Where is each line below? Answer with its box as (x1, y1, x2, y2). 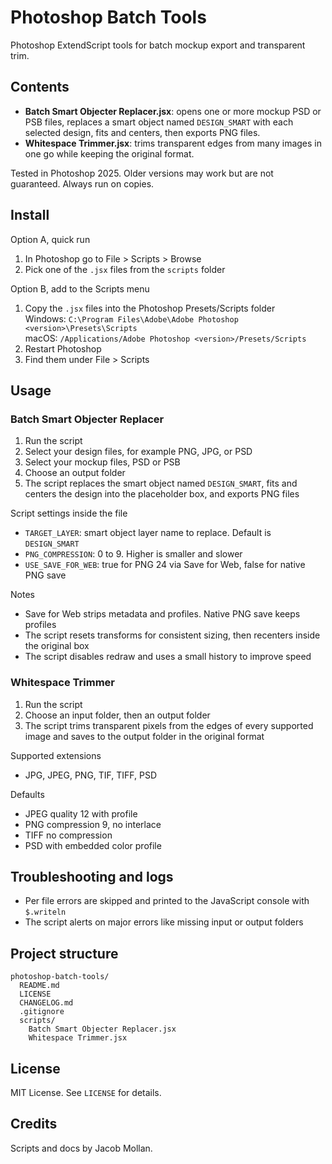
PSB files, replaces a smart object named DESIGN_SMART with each (24, 116, 294, 128)
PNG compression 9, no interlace (24, 818, 162, 830)
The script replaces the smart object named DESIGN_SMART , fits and (24, 477, 298, 490)
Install (10, 207, 50, 224)
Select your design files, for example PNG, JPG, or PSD (24, 446, 253, 458)
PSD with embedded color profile (24, 839, 162, 851)
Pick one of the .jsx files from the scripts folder (24, 263, 226, 275)
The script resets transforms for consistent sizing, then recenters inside (24, 629, 321, 641)
